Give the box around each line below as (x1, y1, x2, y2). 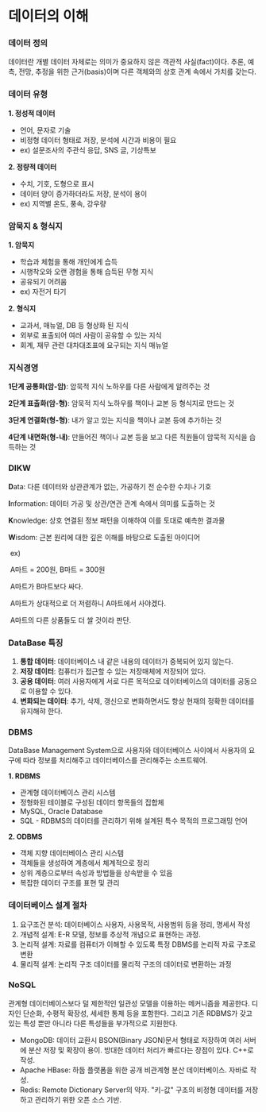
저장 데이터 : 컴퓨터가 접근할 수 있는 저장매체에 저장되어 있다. (19, 666, 206, 676)
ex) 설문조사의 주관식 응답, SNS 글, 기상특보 (19, 145, 156, 155)
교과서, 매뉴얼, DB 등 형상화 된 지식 (19, 321, 129, 330)
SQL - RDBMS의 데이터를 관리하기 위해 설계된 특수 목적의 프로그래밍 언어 (19, 816, 248, 826)
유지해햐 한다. (19, 706, 64, 716)
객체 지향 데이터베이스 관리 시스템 (19, 848, 125, 858)
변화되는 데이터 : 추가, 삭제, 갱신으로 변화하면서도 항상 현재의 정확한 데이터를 (19, 696, 255, 705)
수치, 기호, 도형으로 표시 (19, 179, 94, 188)
